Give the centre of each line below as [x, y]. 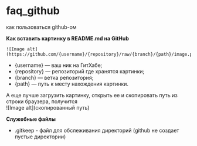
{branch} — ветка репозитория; [54, 77]
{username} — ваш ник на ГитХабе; [58, 65]
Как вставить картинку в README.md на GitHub [67, 38]
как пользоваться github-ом [42, 27]
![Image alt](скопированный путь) [48, 107]
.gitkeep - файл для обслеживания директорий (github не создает [97, 130]
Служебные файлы [31, 119]
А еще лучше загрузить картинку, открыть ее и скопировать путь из [92, 95]
